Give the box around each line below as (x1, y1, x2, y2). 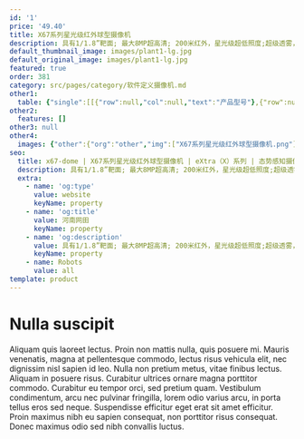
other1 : (9, 89, 39, 98)
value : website (33, 190, 91, 200)
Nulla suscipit (9, 314, 115, 334)
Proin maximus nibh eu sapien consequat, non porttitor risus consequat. (9, 411, 279, 422)
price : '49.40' (9, 22, 67, 31)
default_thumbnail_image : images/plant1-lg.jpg (9, 47, 193, 56)
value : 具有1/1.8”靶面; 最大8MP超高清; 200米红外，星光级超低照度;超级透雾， (33, 241, 300, 250)
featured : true (9, 64, 67, 73)
